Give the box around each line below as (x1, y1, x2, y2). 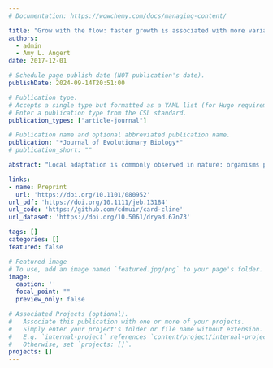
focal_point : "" (15, 288, 71, 297)
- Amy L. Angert (15, 50, 71, 58)
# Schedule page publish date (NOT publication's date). (8, 71, 206, 80)
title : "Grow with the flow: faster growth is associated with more (8, 26, 245, 35)
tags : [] (8, 228, 38, 236)
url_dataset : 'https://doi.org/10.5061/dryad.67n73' (8, 213, 191, 222)
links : (8, 175, 31, 184)
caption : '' (15, 280, 57, 288)
